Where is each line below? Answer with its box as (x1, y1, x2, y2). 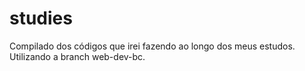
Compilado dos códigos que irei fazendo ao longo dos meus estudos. (9, 40, 296, 52)
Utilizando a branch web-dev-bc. (9, 50, 146, 62)
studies (9, 7, 73, 30)
